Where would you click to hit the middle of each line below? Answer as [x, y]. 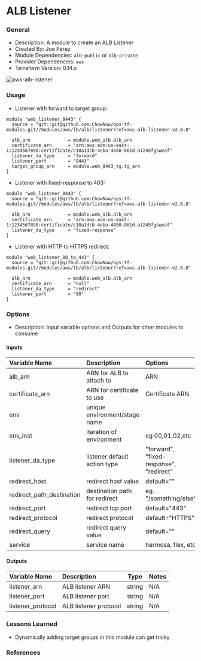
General [18, 30]
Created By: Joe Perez [42, 49]
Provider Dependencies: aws [49, 62]
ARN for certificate [112, 390]
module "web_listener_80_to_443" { [51, 257]
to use [95, 397]
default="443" [166, 508]
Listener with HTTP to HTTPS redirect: [62, 246]
